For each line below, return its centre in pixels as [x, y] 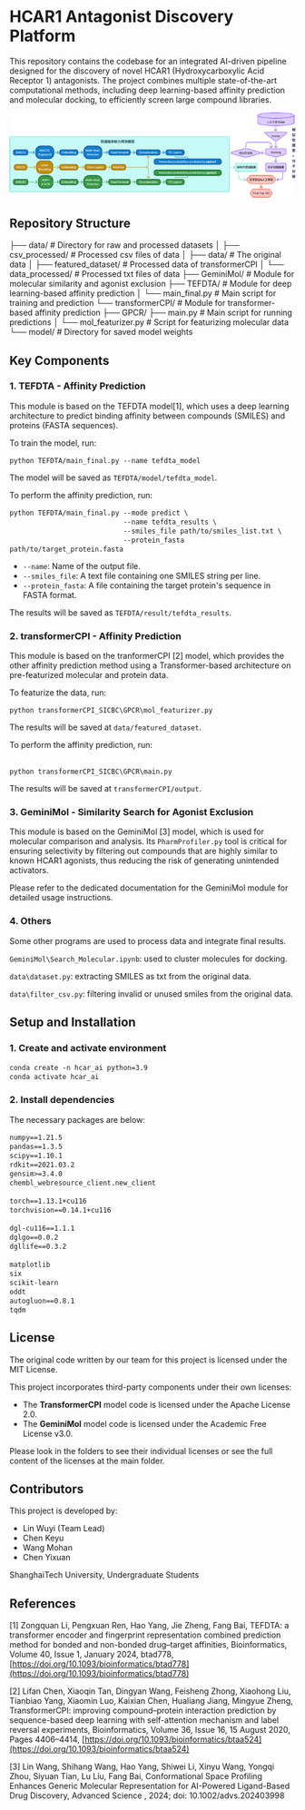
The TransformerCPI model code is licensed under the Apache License [156, 1404]
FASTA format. [49, 595]
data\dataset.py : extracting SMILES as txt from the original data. [130, 976]
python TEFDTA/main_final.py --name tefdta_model [105, 460]
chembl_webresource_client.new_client [83, 1183]
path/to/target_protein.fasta [67, 549]
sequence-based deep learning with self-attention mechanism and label [144, 1720]
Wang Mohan [47, 1548]
